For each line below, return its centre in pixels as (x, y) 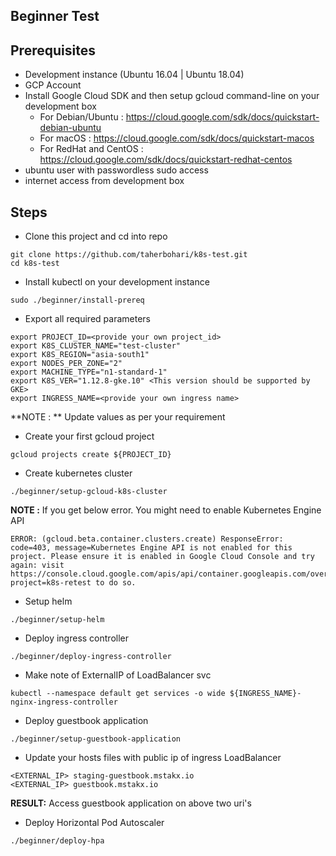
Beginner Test (55, 16)
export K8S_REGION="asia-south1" (80, 355)
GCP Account (53, 85)
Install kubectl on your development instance (117, 282)
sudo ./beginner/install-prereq (77, 300)
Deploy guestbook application (86, 721)
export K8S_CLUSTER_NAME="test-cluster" (96, 346)
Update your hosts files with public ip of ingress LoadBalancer (153, 758)
